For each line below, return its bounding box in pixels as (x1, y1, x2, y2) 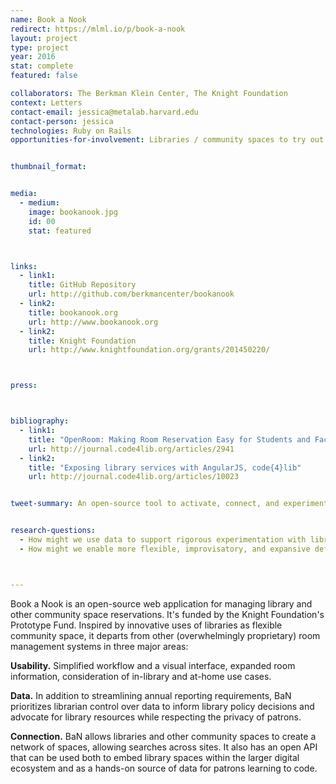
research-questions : (10, 526, 97, 536)
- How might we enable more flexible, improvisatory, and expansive (19, 544, 311, 554)
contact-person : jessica (10, 116, 114, 126)
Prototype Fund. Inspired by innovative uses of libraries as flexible (10, 619, 283, 631)
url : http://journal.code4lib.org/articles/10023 (28, 472, 240, 482)
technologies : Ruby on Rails (10, 126, 132, 136)
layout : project (10, 33, 78, 43)
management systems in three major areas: (10, 640, 189, 652)
